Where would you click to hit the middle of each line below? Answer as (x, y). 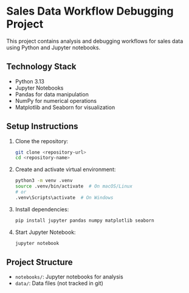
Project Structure (40, 262)
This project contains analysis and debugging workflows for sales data (95, 41)
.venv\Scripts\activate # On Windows (64, 197)
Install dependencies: (42, 209)
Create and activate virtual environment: (65, 169)
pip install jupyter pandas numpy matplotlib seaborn (84, 221)
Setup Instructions (42, 126)
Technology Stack (41, 67)
